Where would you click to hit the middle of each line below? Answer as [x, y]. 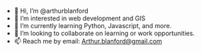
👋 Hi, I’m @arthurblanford [51, 11]
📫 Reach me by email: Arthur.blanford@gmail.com [88, 41]
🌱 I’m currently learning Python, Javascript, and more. [93, 26]
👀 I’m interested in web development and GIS [80, 18]
